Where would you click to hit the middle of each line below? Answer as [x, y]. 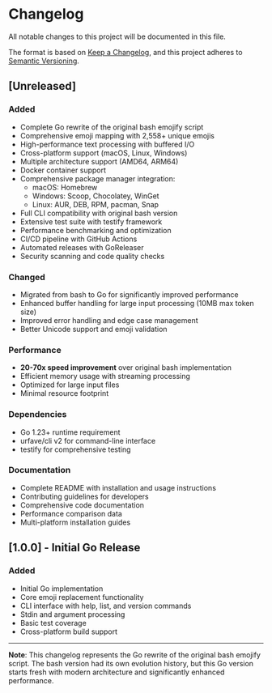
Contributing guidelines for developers [84, 496]
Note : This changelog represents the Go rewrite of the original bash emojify [135, 655]
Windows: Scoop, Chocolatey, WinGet [96, 196]
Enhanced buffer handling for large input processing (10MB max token [137, 303]
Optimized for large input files [70, 385]
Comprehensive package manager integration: [98, 178]
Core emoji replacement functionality [82, 597]
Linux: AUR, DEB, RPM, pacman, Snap [96, 204]
